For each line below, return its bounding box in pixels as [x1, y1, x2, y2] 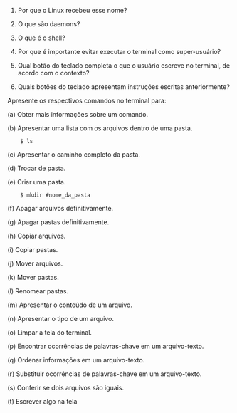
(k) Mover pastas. [7, 273, 59, 281]
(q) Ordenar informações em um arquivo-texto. [7, 356, 145, 364]
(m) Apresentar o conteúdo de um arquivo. [7, 300, 133, 309]
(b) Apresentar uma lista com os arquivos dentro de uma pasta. [7, 124, 193, 132]
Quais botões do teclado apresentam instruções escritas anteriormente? [17, 83, 230, 91]
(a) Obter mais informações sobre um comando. [7, 110, 149, 118]
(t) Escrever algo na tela [7, 397, 78, 405]
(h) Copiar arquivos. [7, 231, 66, 240]
